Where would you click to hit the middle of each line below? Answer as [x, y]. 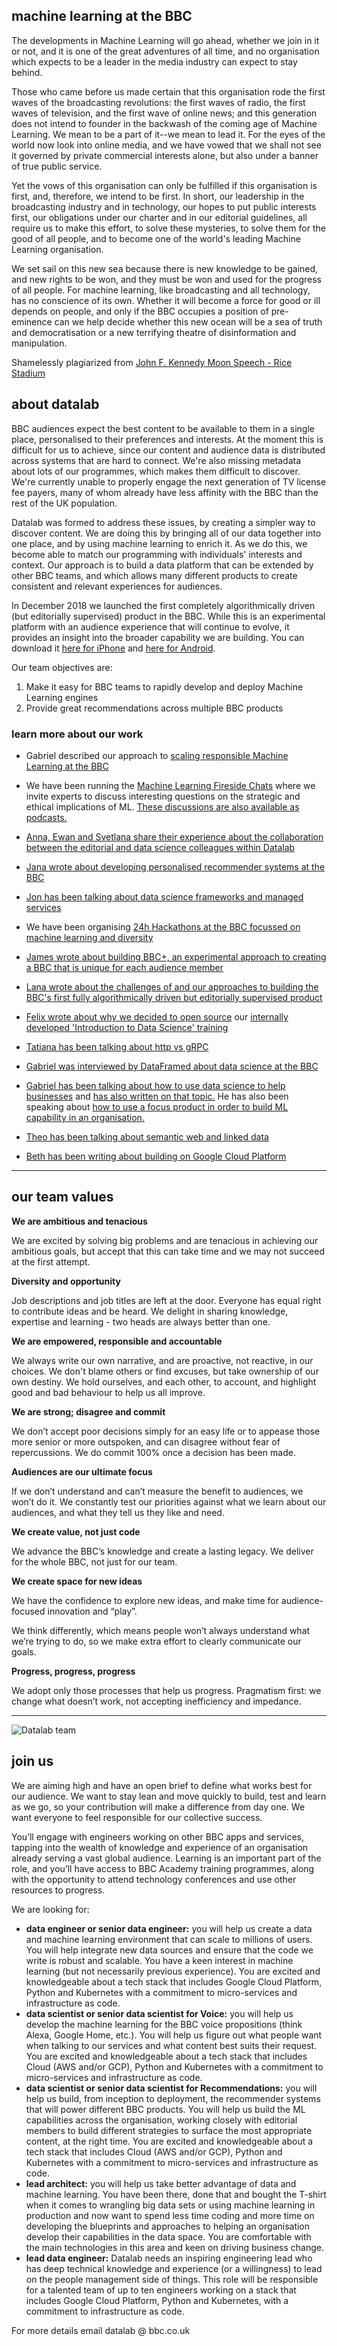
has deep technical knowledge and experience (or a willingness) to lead [174, 2268]
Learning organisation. [57, 249]
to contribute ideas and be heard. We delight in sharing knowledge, [150, 1311]
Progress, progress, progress [73, 1671]
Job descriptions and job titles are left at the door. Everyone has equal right [166, 1300]
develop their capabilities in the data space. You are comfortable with [168, 2236]
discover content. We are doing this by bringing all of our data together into [166, 533]
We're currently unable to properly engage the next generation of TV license [169, 481]
